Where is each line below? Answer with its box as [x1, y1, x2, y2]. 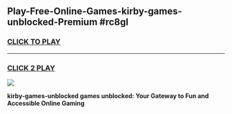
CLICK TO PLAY [7, 37, 61, 47]
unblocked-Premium [7, 17, 98, 28]
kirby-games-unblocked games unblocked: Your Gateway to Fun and [7, 91, 209, 99]
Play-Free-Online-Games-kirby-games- [7, 6, 182, 17]
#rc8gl [99, 17, 129, 28]
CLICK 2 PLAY [7, 63, 55, 73]
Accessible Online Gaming [7, 99, 85, 107]
